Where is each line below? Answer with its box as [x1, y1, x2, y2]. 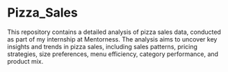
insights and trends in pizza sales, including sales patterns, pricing [7, 42, 198, 51]
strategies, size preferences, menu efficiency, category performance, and [7, 50, 219, 58]
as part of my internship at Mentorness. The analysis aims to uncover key [7, 35, 218, 43]
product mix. [7, 57, 44, 65]
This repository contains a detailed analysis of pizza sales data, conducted [7, 28, 221, 36]
